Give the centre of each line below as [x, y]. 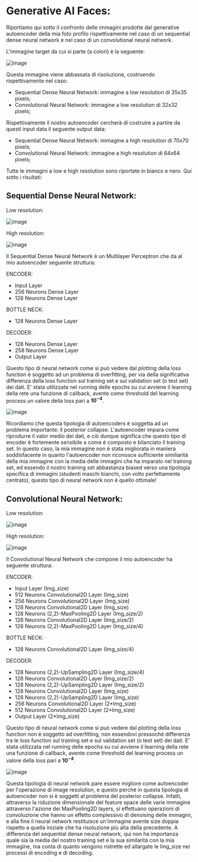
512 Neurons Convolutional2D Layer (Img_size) [72, 595]
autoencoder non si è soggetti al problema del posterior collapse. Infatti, [94, 796]
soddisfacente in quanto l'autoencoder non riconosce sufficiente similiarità [97, 455]
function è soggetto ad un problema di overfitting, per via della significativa [98, 374]
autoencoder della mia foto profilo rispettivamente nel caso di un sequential [98, 33]
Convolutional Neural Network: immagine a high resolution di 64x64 [97, 153]
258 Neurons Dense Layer [46, 350]
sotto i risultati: [24, 177]
